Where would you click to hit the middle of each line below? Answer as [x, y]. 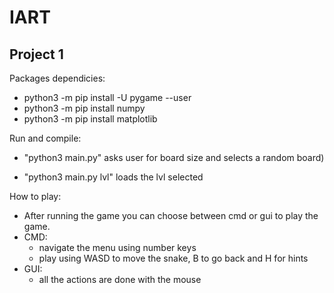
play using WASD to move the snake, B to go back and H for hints [173, 258]
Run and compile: [45, 138]
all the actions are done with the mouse [120, 279]
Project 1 [36, 54]
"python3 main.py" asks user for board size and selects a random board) [174, 157]
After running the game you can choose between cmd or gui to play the [171, 215]
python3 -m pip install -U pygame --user [107, 97]
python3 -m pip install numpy [84, 108]
